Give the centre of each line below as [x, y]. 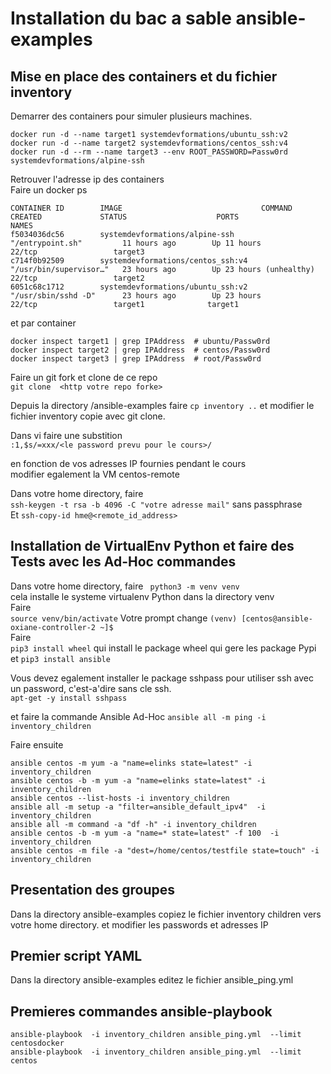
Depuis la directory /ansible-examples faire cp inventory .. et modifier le [162, 405]
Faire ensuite [37, 744]
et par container [43, 323]
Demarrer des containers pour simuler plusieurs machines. [131, 116]
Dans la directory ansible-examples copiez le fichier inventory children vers [166, 914]
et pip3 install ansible [60, 658]
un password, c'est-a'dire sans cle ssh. [91, 688]
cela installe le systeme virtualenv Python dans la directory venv [142, 596]
